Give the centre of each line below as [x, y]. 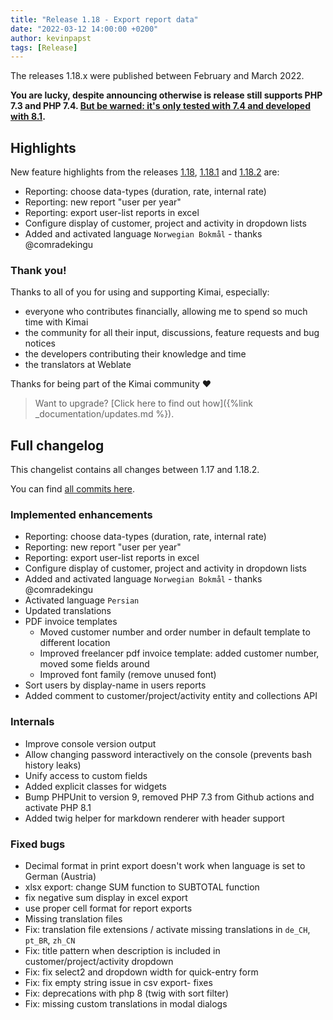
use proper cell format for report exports [108, 908]
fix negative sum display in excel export [106, 898]
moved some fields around [94, 664]
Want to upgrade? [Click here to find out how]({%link [143, 403]
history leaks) [53, 765]
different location [75, 643]
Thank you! [38, 270]
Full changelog [57, 445]
